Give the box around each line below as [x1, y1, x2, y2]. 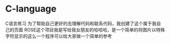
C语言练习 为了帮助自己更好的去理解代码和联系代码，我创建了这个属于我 [5, 20, 157, 26]
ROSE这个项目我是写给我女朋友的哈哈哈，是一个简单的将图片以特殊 [24, 26, 165, 33]
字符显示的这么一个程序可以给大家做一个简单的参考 [5, 33, 112, 39]
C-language [5, 3, 57, 15]
